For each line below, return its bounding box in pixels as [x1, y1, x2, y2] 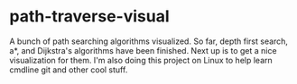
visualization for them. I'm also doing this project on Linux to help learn [9, 55, 273, 65]
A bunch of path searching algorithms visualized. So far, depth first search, [9, 36, 289, 46]
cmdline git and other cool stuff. [9, 64, 128, 75]
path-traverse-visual [9, 6, 170, 27]
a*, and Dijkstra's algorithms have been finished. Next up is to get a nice [9, 45, 277, 55]
